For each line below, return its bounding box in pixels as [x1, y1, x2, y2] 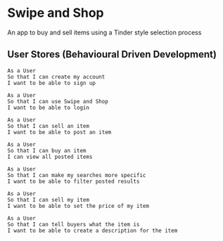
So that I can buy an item [7, 147, 87, 154]
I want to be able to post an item [7, 129, 112, 136]
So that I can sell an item [7, 122, 90, 129]
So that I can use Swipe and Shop [7, 98, 109, 105]
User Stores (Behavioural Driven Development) [7, 48, 217, 60]
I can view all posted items [7, 153, 93, 160]
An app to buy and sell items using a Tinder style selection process [7, 28, 202, 37]
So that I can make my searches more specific [7, 171, 146, 178]
